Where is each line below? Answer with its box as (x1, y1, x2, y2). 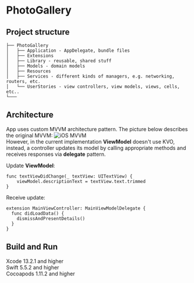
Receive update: (6, 194, 46, 201)
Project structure (6, 27, 70, 37)
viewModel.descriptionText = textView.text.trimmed (16, 178, 146, 184)
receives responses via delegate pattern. (6, 151, 106, 158)
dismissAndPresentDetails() (16, 215, 85, 221)
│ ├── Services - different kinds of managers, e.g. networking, (6, 74, 175, 79)
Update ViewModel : (6, 162, 55, 169)
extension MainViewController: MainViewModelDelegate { (6, 205, 146, 211)
